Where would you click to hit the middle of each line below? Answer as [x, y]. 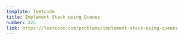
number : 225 [21, 22]
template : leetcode [31, 11]
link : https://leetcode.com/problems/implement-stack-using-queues [92, 28]
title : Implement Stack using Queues [53, 17]
